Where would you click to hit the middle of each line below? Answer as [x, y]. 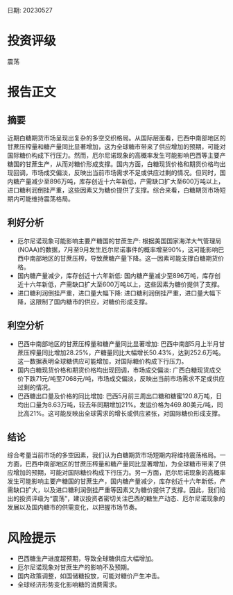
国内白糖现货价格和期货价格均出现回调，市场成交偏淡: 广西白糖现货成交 [119, 370]
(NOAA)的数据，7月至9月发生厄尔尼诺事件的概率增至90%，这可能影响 [118, 250]
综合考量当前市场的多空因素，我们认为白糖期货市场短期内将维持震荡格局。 [113, 455]
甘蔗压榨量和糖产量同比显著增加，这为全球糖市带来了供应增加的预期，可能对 [116, 146]
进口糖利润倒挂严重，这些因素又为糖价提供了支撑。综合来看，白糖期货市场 [113, 190]
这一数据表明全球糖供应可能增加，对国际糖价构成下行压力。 [102, 361]
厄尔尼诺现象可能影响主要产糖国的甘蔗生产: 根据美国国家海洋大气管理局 [119, 241]
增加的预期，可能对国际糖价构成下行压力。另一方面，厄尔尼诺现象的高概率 [119, 473]
